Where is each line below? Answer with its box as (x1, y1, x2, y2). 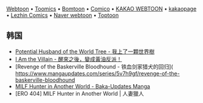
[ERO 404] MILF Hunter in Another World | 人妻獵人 (15, 90, 144, 97)
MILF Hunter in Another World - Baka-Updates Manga (15, 82, 151, 90)
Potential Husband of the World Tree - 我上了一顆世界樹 (15, 48, 155, 55)
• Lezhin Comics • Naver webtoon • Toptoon (6, 12, 119, 19)
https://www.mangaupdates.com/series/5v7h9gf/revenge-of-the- (15, 70, 181, 77)
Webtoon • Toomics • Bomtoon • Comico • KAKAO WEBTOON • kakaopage (6, 5, 197, 12)
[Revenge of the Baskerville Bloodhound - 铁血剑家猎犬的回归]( (15, 63, 173, 70)
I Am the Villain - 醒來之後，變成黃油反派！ (15, 55, 122, 62)
